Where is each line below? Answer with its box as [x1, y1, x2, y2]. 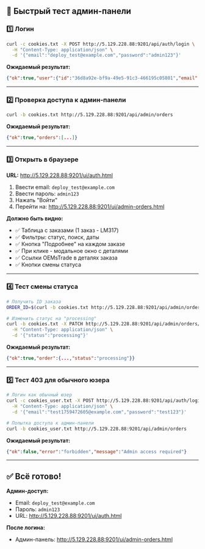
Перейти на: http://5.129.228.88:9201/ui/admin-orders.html [15, 203, 165, 210]
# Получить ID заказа [6, 299, 62, 305]
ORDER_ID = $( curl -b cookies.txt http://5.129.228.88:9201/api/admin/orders [6, 304, 203, 310]
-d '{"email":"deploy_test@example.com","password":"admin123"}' [12, 53, 182, 59]
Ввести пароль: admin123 [15, 190, 79, 197]
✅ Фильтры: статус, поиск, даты [15, 233, 99, 241]
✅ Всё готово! [6, 471, 62, 481]
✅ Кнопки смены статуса [15, 261, 81, 268]
